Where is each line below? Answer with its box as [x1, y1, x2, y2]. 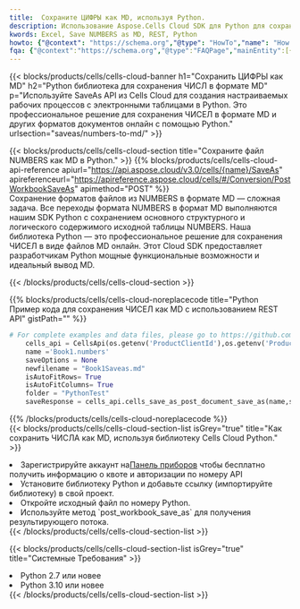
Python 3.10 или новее [21, 579, 104, 590]
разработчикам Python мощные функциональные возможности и [9, 250, 260, 261]
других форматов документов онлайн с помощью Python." [9, 118, 234, 130]
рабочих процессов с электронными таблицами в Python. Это [9, 99, 247, 110]
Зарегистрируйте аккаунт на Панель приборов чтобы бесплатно [21, 459, 266, 470]
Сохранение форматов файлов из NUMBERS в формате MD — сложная [9, 193, 281, 204]
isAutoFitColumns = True [25, 381, 114, 390]
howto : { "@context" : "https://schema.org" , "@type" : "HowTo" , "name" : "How [9, 38, 290, 47]
